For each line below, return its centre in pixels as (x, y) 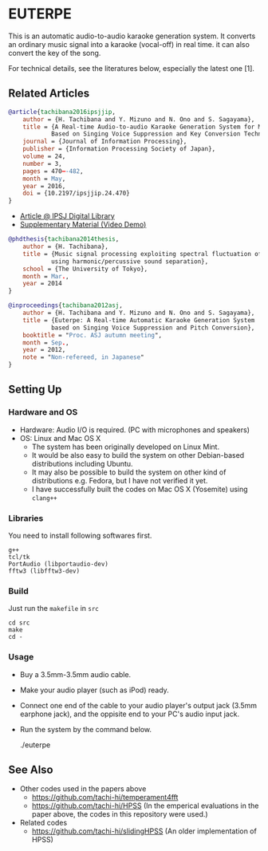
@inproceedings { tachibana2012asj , (66, 305)
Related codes (43, 823)
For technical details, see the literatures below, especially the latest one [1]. (132, 68)
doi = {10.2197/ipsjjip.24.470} (76, 193)
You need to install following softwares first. (80, 535)
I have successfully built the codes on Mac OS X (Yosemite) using (140, 489)
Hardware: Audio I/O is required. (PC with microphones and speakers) (134, 429)
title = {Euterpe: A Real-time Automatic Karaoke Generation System (139, 320)
